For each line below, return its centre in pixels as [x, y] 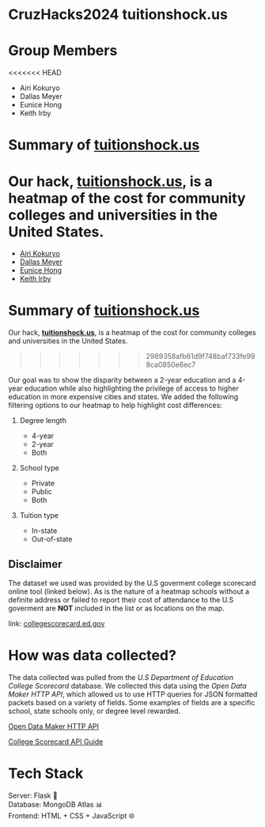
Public [42, 492]
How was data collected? [92, 656]
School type [39, 468]
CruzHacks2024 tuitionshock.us [118, 15]
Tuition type [39, 515]
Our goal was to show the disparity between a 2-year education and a [122, 380]
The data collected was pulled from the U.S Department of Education [121, 677]
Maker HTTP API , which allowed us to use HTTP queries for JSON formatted [133, 694]
